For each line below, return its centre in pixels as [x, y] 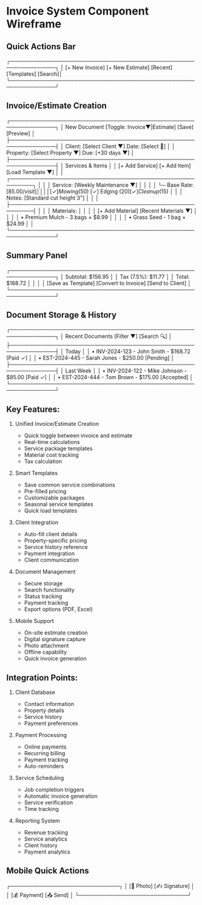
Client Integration [37, 522]
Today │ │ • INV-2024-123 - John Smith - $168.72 [128, 352]
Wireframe [34, 24]
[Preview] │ [21, 133]
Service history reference [56, 547]
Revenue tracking [46, 833]
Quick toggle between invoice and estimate [78, 436]
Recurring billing [45, 753]
